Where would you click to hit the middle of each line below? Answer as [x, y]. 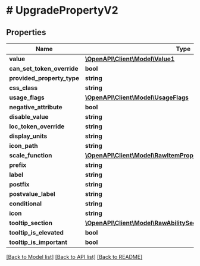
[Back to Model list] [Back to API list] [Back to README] [74, 257]
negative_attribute [36, 107]
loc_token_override [37, 126]
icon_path [24, 146]
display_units [28, 136]
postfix [19, 184]
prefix [18, 165]
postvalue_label [32, 194]
